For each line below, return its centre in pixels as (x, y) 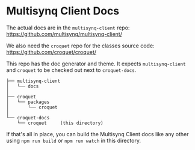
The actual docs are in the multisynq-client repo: (68, 28)
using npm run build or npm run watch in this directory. (74, 140)
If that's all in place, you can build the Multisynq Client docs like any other (97, 134)
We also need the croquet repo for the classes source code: (80, 46)
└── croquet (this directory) (60, 123)
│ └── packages (28, 102)
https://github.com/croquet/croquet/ (51, 52)
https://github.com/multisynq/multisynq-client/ (64, 34)
